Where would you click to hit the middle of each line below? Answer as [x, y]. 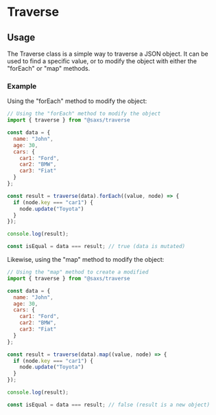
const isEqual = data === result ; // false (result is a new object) [109, 405]
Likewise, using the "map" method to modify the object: [86, 260]
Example [22, 86]
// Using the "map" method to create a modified [78, 272]
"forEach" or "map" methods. [49, 68]
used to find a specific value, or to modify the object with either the [102, 61]
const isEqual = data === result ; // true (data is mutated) [96, 247]
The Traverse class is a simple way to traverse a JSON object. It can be [108, 54]
